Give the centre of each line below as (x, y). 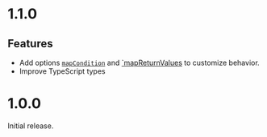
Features (30, 44)
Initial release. (31, 126)
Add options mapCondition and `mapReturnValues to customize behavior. (139, 62)
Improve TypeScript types (62, 71)
